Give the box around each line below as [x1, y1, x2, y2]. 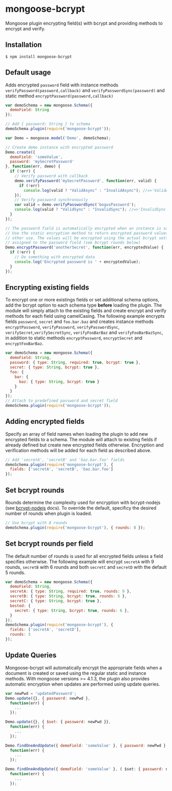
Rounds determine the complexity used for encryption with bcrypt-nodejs [5, 499, 161, 506]
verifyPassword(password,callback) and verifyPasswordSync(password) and [5, 87, 165, 93]
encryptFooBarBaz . [5, 340, 44, 347]
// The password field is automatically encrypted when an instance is [5, 226, 161, 231]
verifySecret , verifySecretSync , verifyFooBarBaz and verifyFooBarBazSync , [5, 330, 163, 336]
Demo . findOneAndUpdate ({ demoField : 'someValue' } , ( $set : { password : [5, 767, 164, 772]
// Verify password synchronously [14, 197, 88, 203]
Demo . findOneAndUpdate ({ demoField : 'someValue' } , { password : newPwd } [5, 743, 166, 748]
